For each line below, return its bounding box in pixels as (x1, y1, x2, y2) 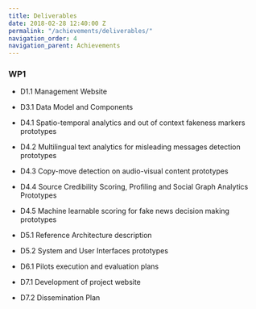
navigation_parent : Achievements (8, 42, 121, 50)
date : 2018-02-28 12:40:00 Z (8, 19, 106, 27)
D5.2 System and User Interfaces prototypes (19, 246, 169, 256)
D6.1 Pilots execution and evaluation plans (19, 261, 159, 271)
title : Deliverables (8, 11, 78, 20)
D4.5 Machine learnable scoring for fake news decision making (19, 207, 229, 216)
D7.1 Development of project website (19, 278, 141, 287)
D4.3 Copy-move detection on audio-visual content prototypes (19, 166, 229, 176)
